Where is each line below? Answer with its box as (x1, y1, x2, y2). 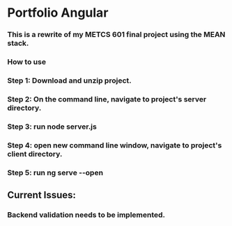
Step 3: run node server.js (7, 122, 98, 131)
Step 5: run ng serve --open (7, 168, 103, 177)
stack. (7, 38, 29, 48)
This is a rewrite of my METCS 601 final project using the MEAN (7, 30, 226, 40)
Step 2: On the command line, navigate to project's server (7, 94, 207, 104)
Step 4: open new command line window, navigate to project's (7, 140, 222, 150)
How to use (7, 57, 47, 67)
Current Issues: (7, 189, 77, 201)
